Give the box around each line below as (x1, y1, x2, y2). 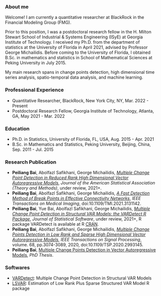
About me (5, 3, 29, 10)
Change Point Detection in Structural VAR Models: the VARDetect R (12, 211, 146, 217)
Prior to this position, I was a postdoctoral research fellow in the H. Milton (5, 29, 152, 35)
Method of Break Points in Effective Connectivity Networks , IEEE (12, 196, 141, 201)
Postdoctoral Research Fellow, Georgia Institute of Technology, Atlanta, (12, 108, 154, 114)
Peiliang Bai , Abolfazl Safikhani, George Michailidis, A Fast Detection (12, 190, 150, 196)
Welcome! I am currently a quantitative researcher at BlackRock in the (5, 15, 145, 20)
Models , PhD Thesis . (12, 252, 54, 258)
